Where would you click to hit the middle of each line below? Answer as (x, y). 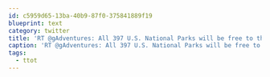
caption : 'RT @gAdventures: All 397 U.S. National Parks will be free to (135, 46)
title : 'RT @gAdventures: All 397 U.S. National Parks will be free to (131, 38)
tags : (17, 53)
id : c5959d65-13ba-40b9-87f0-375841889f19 (80, 16)
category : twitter (39, 30)
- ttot (27, 61)
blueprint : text (35, 23)
